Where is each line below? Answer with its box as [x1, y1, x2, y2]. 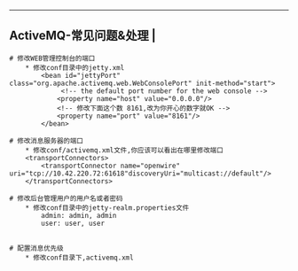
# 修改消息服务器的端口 [9, 136, 84, 145]
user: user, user [41, 219, 105, 228]
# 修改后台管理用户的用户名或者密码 [9, 194, 123, 203]
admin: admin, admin [41, 211, 117, 220]
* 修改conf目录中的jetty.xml [25, 63, 125, 72]
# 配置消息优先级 [9, 244, 64, 252]
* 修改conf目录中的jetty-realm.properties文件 [25, 203, 190, 213]
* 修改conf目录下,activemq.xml [25, 253, 135, 262]
